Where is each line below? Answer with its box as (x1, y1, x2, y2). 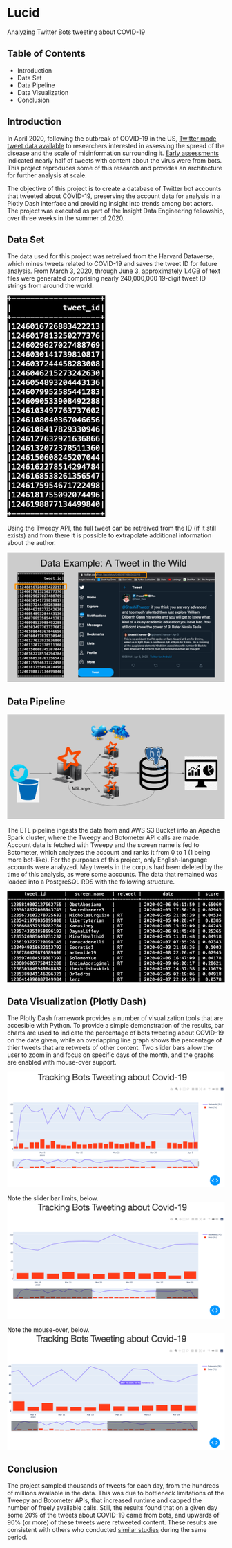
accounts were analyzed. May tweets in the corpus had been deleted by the (7, 862, 223, 871)
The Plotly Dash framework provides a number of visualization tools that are (7, 1014, 223, 1022)
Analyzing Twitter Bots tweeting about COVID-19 (7, 28, 146, 36)
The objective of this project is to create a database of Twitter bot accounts (7, 184, 222, 193)
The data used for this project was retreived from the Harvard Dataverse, (7, 252, 215, 260)
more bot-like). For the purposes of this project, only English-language (7, 855, 208, 864)
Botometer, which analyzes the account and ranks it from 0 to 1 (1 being (7, 848, 211, 856)
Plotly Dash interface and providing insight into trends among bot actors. (7, 199, 214, 207)
